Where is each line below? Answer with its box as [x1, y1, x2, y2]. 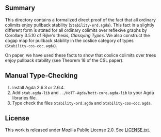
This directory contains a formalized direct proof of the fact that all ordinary [5, 17, 156, 22]
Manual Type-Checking [5, 72, 78, 80]
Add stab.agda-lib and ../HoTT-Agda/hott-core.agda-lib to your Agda [12, 90, 154, 96]
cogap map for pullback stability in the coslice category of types [5, 38, 134, 43]
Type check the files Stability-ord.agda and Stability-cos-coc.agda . [12, 100, 152, 106]
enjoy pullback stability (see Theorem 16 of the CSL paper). [5, 57, 124, 63]
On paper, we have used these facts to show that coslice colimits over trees [5, 52, 156, 58]
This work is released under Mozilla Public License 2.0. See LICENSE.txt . [5, 127, 150, 133]
